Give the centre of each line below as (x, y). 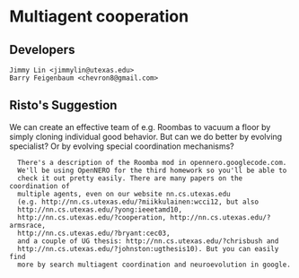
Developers (42, 50)
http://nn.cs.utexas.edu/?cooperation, (92, 217)
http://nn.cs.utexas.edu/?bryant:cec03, (94, 233)
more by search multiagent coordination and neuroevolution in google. (154, 265)
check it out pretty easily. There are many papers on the (130, 178)
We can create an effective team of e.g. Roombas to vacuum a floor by (140, 126)
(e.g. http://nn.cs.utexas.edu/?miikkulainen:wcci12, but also (138, 202)
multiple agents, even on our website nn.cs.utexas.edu (124, 194)
